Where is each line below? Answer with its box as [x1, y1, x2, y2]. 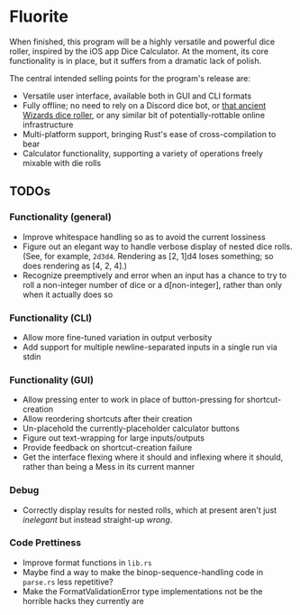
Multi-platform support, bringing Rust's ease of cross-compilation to [22, 128, 277, 139]
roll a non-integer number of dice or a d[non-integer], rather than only [22, 279, 282, 290]
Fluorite [9, 6, 69, 27]
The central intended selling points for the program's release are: [9, 72, 250, 83]
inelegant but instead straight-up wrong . [22, 514, 173, 525]
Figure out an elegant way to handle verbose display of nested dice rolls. [22, 241, 293, 252]
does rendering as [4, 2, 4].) [22, 260, 128, 271]
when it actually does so [22, 289, 114, 300]
